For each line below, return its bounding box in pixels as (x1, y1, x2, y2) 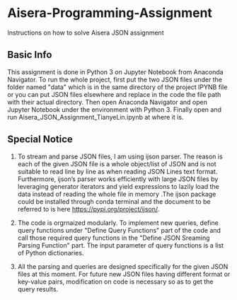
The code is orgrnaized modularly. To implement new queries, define (17, 218, 219, 227)
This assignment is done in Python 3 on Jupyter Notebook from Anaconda (7, 67, 224, 76)
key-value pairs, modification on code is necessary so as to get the (17, 277, 214, 286)
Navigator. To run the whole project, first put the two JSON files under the (7, 75, 223, 83)
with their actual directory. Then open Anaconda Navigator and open (7, 98, 207, 106)
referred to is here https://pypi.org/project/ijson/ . (17, 204, 160, 213)
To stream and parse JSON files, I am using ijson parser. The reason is (17, 152, 223, 161)
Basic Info (7, 49, 52, 61)
